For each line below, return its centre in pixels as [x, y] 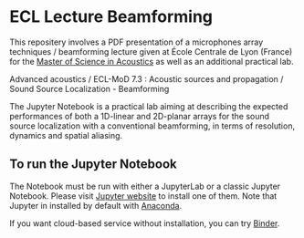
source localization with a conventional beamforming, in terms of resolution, [152, 126]
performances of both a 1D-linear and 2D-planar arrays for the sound [140, 116]
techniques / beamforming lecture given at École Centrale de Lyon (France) [151, 51]
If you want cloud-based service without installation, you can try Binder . [145, 223]
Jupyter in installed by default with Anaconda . [96, 205]
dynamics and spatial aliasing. [66, 135]
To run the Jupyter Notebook [93, 165]
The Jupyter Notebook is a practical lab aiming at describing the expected [149, 106]
